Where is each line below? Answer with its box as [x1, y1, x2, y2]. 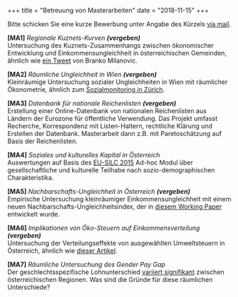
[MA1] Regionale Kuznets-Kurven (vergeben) [7, 33, 141, 42]
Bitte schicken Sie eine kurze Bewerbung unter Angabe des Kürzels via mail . [7, 20, 232, 28]
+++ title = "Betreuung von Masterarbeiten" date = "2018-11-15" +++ [7, 6, 209, 14]
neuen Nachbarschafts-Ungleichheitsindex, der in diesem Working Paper [7, 202, 222, 211]
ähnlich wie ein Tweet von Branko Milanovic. [7, 56, 138, 65]
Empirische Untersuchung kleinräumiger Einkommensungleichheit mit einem [7, 195, 232, 203]
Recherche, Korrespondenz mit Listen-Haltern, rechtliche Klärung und [7, 122, 212, 130]
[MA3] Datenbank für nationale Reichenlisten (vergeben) [7, 99, 177, 108]
